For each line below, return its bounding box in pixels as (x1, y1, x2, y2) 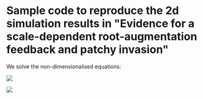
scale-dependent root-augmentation (6, 30, 197, 43)
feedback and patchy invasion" (6, 43, 169, 57)
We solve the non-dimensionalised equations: (6, 62, 122, 70)
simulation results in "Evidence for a (6, 16, 195, 31)
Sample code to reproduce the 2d (6, 4, 179, 18)
